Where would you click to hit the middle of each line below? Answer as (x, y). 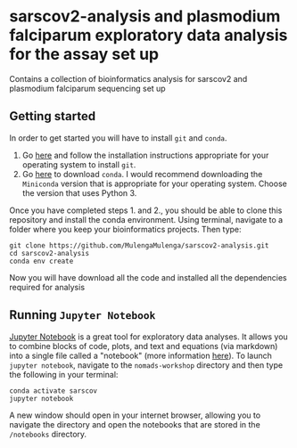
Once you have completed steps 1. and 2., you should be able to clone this (146, 210)
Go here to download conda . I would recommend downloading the (142, 174)
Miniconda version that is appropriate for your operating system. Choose (154, 183)
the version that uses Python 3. (79, 192)
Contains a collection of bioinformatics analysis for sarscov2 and (128, 78)
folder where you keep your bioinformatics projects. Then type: (126, 229)
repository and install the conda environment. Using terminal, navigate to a (146, 219)
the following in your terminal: (64, 374)
